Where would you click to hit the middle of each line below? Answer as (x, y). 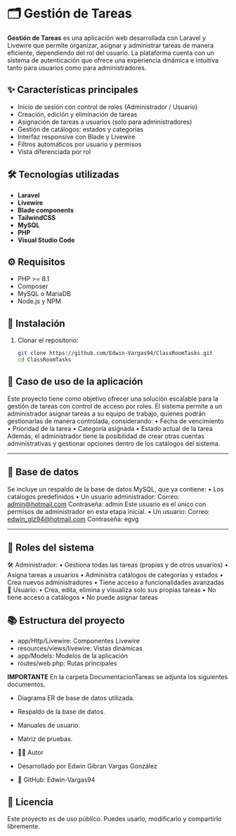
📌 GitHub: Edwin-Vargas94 (56, 780)
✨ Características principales (73, 90)
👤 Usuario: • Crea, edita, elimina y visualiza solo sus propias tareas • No (112, 590)
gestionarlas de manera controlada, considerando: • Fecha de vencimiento (116, 421)
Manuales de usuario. (49, 726)
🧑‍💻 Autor (31, 752)
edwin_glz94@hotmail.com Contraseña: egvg (73, 519)
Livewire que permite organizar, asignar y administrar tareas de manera (111, 45)
